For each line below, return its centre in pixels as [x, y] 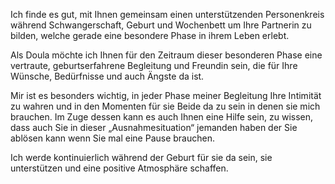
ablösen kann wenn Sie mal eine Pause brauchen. [112, 138]
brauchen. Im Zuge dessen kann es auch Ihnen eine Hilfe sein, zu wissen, [162, 117]
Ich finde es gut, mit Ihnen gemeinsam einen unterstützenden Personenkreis [167, 14]
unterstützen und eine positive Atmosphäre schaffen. [119, 168]
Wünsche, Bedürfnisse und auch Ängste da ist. [107, 76]
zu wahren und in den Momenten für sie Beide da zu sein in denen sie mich [165, 106]
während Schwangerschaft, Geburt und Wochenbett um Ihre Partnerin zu [161, 25]
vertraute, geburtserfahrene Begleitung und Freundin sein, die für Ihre [154, 65]
